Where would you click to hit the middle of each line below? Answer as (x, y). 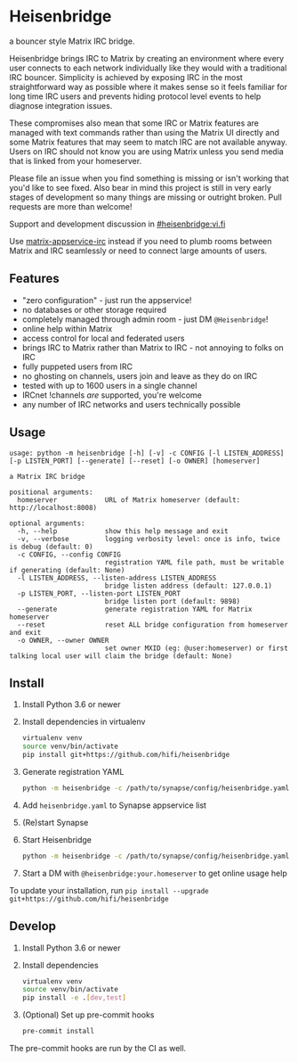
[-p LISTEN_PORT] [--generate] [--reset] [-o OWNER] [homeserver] (135, 461)
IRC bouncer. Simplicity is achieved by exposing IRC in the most (126, 77)
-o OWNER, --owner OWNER (63, 640)
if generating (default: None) (67, 570)
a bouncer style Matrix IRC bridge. (72, 41)
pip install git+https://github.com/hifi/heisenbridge (126, 755)
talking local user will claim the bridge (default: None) (121, 656)
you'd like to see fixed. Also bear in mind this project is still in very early (140, 187)
